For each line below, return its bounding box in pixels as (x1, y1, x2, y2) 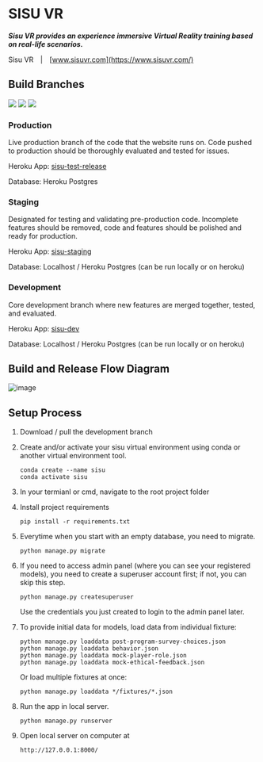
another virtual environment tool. (19, 451, 127, 461)
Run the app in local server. (19, 702, 109, 711)
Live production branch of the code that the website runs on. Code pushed (8, 138, 252, 147)
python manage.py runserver (19, 717, 112, 726)
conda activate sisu (19, 473, 88, 481)
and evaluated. (8, 308, 57, 318)
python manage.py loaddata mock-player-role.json (19, 652, 188, 660)
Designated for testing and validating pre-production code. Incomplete (8, 215, 239, 224)
